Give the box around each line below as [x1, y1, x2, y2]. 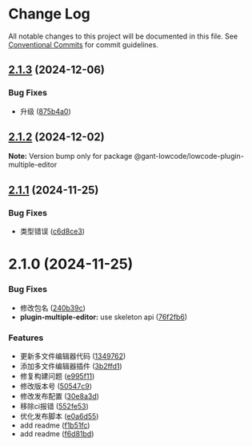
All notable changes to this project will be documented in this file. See [8, 31, 238, 41]
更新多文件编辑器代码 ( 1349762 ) [19, 351, 126, 361]
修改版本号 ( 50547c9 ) [19, 381, 93, 391]
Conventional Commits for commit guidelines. [8, 39, 158, 49]
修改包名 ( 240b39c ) [19, 302, 86, 313]
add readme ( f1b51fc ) [19, 420, 90, 430]
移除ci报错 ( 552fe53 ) [19, 401, 90, 411]
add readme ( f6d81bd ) [19, 428, 94, 438]
